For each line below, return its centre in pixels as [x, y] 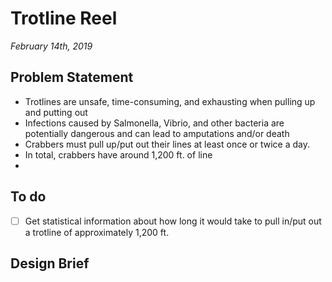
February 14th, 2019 [51, 46]
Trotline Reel [64, 18]
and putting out [56, 112]
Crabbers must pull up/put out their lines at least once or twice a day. [167, 144]
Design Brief [50, 263]
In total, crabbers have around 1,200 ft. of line [118, 154]
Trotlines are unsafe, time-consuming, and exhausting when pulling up [170, 101]
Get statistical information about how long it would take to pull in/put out [173, 221]
